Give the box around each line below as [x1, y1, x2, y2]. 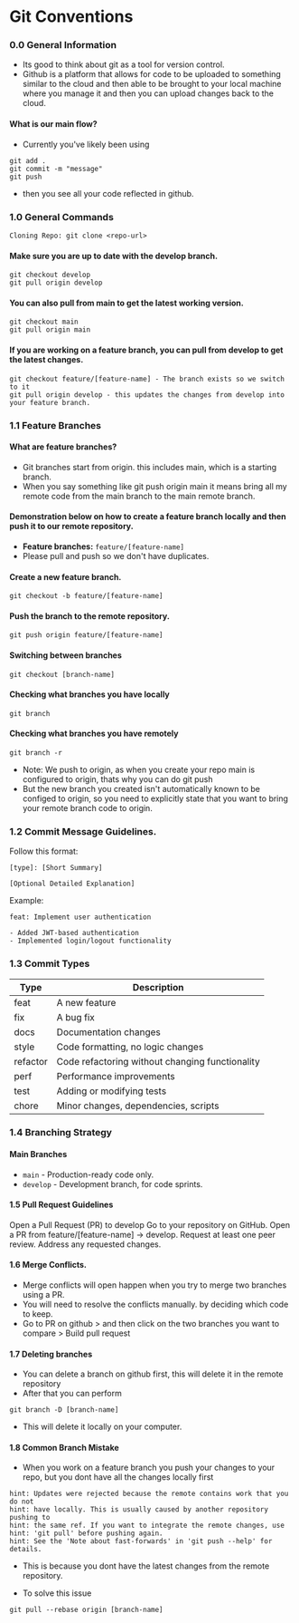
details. [9, 1545, 42, 1554]
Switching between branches [9, 650, 122, 661]
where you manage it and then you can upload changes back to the [22, 88, 274, 99]
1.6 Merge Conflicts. [9, 1260, 88, 1270]
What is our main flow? [9, 119, 98, 130]
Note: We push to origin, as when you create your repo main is [22, 764, 256, 775]
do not [9, 1497, 34, 1506]
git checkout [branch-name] [9, 670, 116, 679]
